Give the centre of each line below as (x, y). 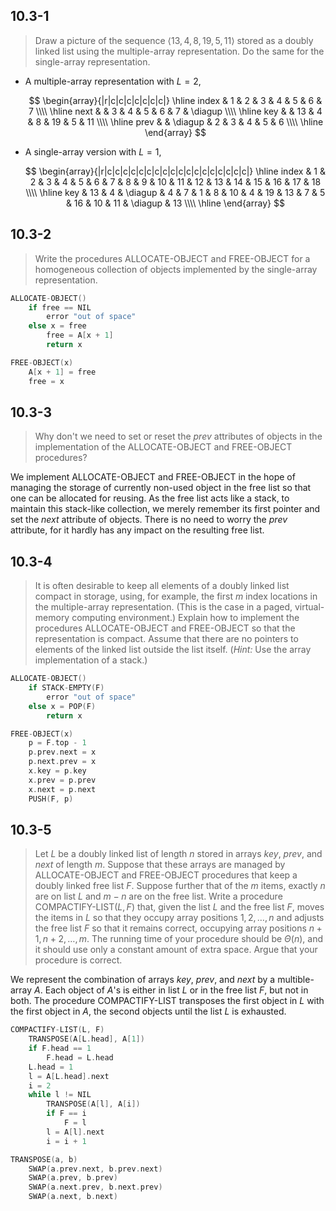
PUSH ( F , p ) (51, 799)
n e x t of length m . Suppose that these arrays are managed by (160, 865)
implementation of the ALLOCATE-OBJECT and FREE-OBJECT (163, 447)
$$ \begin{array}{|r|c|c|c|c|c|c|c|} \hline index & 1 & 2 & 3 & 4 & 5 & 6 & (175, 100)
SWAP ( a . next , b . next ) (73, 1197)
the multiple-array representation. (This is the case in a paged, (163, 607)
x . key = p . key (57, 771)
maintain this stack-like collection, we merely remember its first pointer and (165, 509)
